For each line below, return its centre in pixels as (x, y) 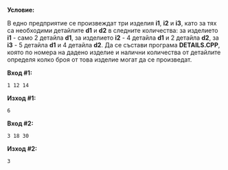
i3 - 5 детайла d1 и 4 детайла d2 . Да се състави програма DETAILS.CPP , (114, 45)
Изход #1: (22, 98)
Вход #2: (20, 123)
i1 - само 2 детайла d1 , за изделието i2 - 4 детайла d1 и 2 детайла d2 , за (113, 38)
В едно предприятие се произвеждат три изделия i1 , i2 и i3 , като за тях (112, 23)
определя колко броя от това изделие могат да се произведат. (100, 60)
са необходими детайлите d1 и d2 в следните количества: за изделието (113, 31)
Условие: (21, 10)
